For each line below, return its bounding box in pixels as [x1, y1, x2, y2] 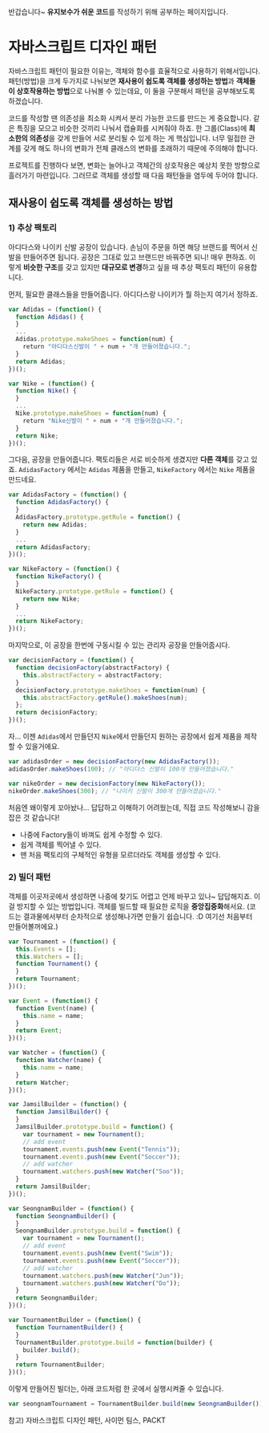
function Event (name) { [15, 1004, 94, 1012]
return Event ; [15, 1027, 62, 1035]
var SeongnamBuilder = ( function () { [8, 1204, 134, 1212]
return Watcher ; [15, 1078, 70, 1086]
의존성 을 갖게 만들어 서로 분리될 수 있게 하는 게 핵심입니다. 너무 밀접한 [29, 133, 247, 143]
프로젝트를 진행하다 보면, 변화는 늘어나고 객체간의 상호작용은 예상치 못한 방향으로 [8, 160, 261, 170]
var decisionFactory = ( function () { [8, 657, 134, 665]
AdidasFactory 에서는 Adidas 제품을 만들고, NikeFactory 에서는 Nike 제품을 [18, 465, 256, 474]
